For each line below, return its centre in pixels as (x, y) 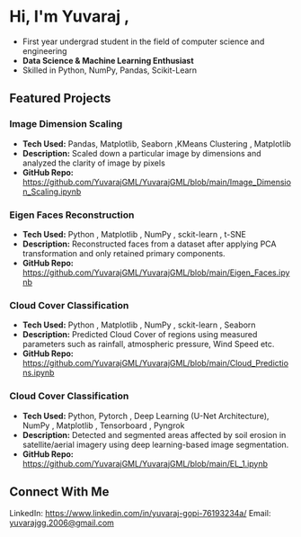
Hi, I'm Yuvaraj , (70, 17)
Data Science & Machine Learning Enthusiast (108, 60)
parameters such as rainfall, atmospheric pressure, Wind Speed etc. (148, 345)
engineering (44, 50)
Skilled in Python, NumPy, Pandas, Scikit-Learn (110, 70)
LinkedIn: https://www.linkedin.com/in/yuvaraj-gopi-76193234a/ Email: (140, 514)
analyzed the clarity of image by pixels (94, 163)
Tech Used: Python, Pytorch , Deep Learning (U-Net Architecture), (146, 416)
